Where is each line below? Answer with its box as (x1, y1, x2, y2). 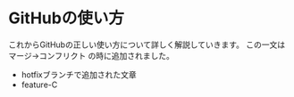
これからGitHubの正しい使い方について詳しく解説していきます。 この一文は (8, 39, 286, 50)
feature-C (21, 79, 58, 90)
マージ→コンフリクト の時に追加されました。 (8, 50, 175, 61)
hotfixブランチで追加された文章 (21, 69, 137, 80)
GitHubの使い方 (8, 8, 124, 28)
